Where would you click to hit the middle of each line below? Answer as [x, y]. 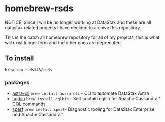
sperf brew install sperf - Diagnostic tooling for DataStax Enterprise [83, 109]
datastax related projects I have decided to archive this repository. [73, 27]
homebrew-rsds [39, 9]
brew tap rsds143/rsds [29, 70]
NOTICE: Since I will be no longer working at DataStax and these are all [78, 22]
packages [17, 82]
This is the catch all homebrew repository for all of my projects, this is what [82, 37]
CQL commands [29, 104]
